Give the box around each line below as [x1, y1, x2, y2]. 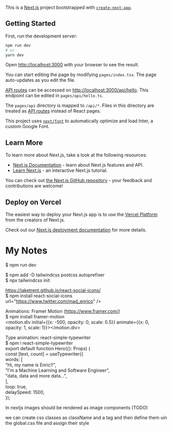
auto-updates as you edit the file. [5, 77, 75, 83]
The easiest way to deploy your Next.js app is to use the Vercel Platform [5, 211, 158, 218]
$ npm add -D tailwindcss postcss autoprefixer [5, 272, 105, 278]
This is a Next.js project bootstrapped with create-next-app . [5, 5, 132, 10]
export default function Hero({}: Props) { [5, 346, 91, 351]
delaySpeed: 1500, [5, 389, 45, 395]
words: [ [5, 356, 23, 362]
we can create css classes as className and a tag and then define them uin [5, 415, 167, 421]
